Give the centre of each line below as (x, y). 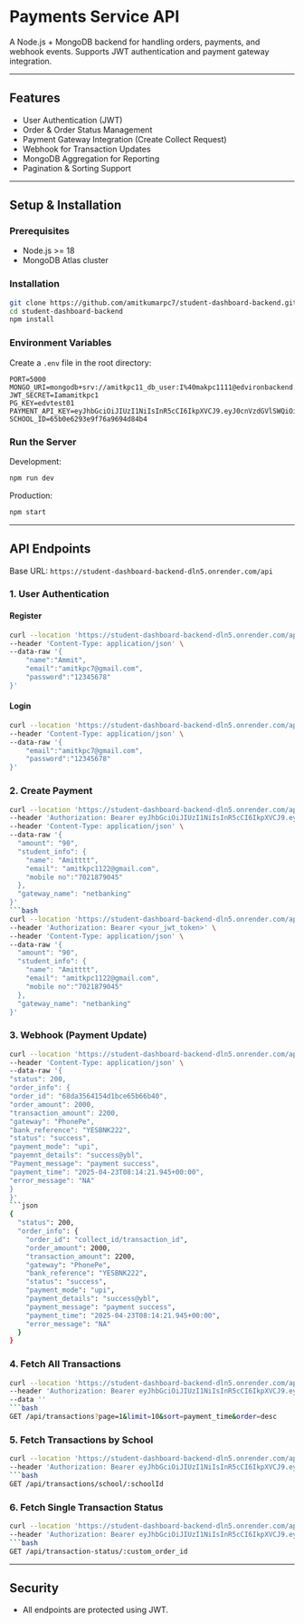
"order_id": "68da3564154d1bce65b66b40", (89, 1096)
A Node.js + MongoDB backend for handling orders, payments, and (135, 42)
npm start (28, 512)
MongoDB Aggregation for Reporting (91, 158)
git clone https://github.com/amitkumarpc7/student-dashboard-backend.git (153, 303)
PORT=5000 (28, 379)
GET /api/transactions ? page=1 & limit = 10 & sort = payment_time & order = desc (143, 1417)
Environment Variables (61, 343)
